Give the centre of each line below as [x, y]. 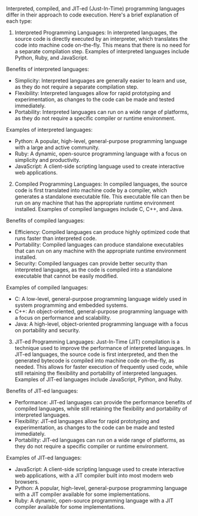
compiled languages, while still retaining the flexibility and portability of [101, 408]
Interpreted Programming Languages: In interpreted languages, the [96, 33]
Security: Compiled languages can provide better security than [91, 263]
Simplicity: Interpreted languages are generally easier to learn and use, [101, 80]
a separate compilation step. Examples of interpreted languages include [102, 51]
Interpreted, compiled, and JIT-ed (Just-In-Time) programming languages [95, 9]
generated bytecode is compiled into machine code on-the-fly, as [95, 361]
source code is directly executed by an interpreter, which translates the [101, 39]
